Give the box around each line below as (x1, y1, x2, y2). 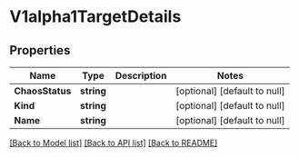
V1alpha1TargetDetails (9, 6, 182, 27)
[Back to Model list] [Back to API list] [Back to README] (9, 138, 218, 148)
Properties (9, 43, 71, 58)
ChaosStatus (14, 84, 72, 97)
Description (115, 70, 167, 82)
